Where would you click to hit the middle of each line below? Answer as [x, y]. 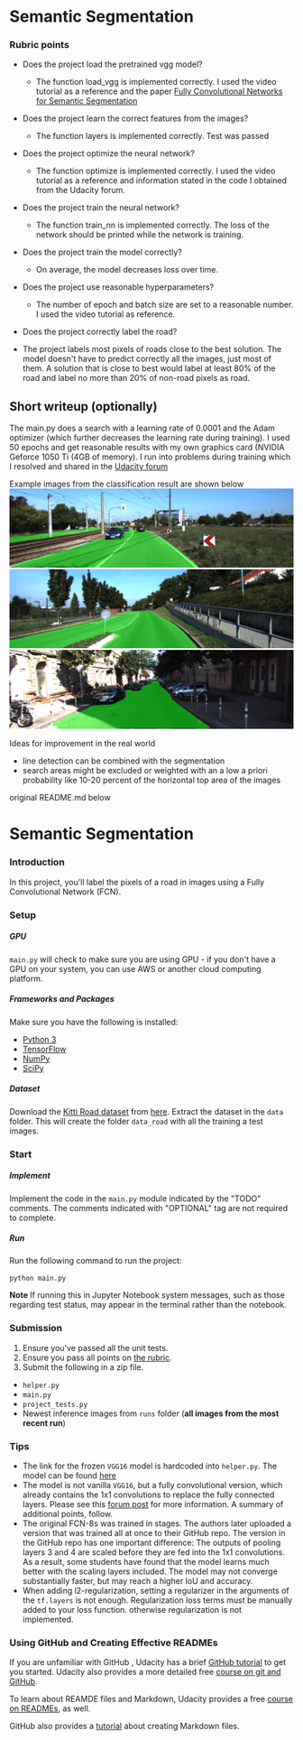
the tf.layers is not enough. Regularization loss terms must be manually [157, 1600]
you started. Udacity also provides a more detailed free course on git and [145, 1672]
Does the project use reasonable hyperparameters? [118, 287]
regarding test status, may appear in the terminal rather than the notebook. [148, 1305]
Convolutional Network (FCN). [65, 892]
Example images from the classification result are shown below [127, 484]
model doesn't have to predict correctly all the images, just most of [147, 359]
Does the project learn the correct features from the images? [135, 118]
